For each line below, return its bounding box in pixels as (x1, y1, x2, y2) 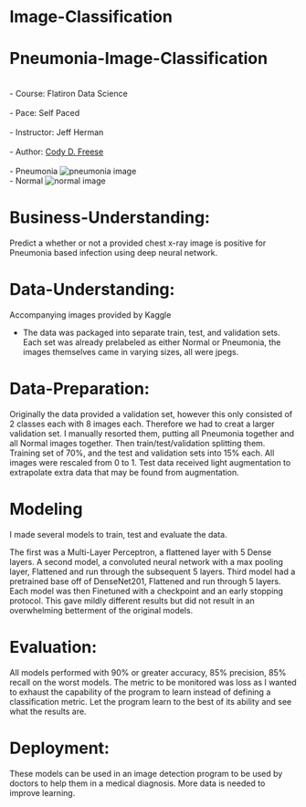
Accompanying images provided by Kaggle (9, 309, 172, 320)
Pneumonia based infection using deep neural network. (9, 247, 218, 258)
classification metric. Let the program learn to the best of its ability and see (9, 696, 292, 707)
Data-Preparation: (9, 379, 151, 399)
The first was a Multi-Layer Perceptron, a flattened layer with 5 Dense (9, 546, 272, 558)
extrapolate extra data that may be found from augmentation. (9, 466, 239, 477)
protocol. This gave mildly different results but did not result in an (9, 595, 255, 606)
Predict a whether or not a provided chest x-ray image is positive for (9, 237, 267, 248)
